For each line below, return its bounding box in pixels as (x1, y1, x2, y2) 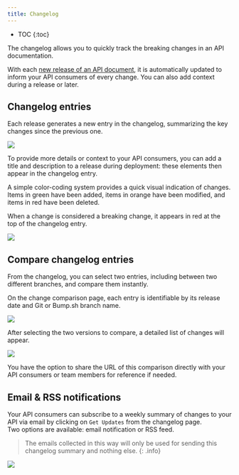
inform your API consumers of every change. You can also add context (7, 73, 215, 81)
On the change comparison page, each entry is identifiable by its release (7, 294, 221, 302)
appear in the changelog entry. (7, 169, 98, 178)
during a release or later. (7, 80, 80, 89)
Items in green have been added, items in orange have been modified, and (7, 191, 225, 199)
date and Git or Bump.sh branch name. (7, 301, 121, 310)
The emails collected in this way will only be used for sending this (24, 439, 218, 448)
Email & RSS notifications (7, 391, 122, 403)
